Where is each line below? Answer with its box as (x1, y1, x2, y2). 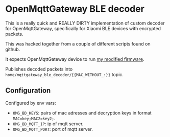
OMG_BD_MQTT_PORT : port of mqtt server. (12, 126, 93, 132)
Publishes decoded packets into (5, 66, 73, 72)
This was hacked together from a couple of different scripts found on (5, 40, 151, 47)
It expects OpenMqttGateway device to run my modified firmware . (5, 56, 144, 62)
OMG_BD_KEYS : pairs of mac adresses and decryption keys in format (12, 109, 152, 116)
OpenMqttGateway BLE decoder (5, 3, 144, 15)
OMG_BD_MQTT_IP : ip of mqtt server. (12, 121, 84, 127)
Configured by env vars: (5, 100, 56, 106)
